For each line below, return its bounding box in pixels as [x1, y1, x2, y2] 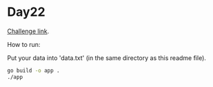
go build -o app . [7, 67, 60, 74]
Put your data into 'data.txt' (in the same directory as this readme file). [7, 53, 207, 62]
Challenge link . [7, 27, 50, 35]
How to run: [7, 40, 41, 48]
